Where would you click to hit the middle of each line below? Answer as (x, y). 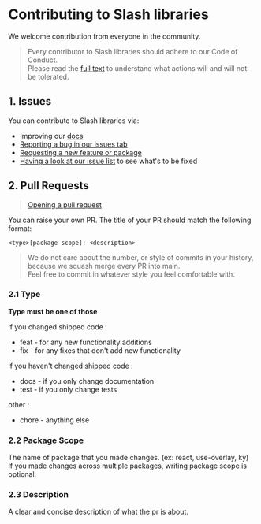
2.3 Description (39, 495)
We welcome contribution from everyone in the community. (104, 36)
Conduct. (43, 60)
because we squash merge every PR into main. (104, 266)
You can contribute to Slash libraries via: (74, 121)
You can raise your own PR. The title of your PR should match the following (130, 220)
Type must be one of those (53, 311)
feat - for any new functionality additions (86, 342)
